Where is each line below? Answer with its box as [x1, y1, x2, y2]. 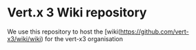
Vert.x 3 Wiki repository [7, 5, 147, 21]
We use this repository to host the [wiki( [7, 27, 121, 36]
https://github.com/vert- [120, 27, 189, 36]
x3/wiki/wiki [7, 34, 41, 42]
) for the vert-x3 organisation [41, 34, 123, 42]
